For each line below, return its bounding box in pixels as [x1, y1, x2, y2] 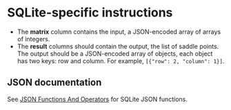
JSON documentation [7, 77, 102, 89]
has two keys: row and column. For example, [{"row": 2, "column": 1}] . [17, 56, 225, 65]
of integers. [17, 34, 50, 43]
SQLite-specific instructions [7, 5, 173, 21]
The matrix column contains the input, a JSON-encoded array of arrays [17, 27, 221, 36]
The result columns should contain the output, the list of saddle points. [17, 42, 219, 50]
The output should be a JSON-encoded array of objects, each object [17, 49, 213, 58]
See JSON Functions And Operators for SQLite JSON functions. [7, 95, 188, 103]
